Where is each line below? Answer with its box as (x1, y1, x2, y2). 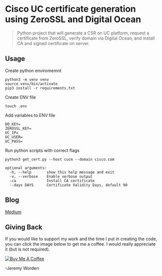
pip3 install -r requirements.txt (5, 86, 76, 91)
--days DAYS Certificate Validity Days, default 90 (9, 183, 128, 187)
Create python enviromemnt (5, 68, 62, 73)
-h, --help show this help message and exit (9, 170, 115, 175)
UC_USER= (5, 135, 23, 139)
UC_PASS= (5, 138, 23, 144)
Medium (5, 209, 22, 215)
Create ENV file (5, 94, 36, 100)
